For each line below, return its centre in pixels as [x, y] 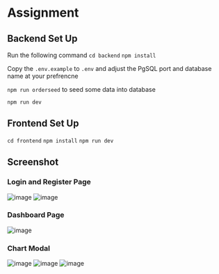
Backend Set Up [42, 39]
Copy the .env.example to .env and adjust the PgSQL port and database [109, 68]
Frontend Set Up [43, 123]
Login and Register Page [49, 182]
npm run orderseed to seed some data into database [82, 89]
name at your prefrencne [43, 76]
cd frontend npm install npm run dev [60, 140]
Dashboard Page [36, 215]
